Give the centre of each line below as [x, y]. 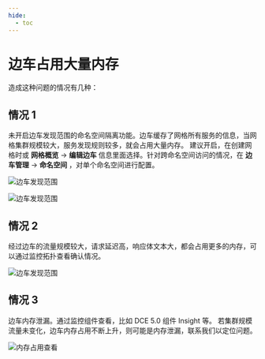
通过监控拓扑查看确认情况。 [60, 256]
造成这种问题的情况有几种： [53, 88]
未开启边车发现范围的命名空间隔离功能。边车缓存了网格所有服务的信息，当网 [132, 136]
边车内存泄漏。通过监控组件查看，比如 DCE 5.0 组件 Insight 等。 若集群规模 [131, 320]
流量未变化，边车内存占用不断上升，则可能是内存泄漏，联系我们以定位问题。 [132, 330]
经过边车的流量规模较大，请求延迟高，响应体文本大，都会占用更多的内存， [129, 246]
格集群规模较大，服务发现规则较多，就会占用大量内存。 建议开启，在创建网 [130, 145]
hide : [17, 15]
